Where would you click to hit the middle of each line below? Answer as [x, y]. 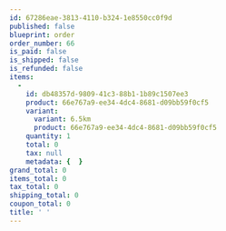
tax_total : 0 [34, 187]
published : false [42, 26]
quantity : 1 [48, 136]
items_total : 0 [38, 178]
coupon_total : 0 [40, 204]
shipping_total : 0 [44, 196]
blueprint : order [42, 35]
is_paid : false [38, 52]
